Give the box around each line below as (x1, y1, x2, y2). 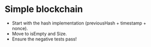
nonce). (11, 25, 28, 31)
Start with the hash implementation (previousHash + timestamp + (11, 20, 146, 26)
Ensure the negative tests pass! (11, 36, 77, 42)
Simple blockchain (4, 3, 83, 15)
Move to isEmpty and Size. (11, 30, 67, 36)
